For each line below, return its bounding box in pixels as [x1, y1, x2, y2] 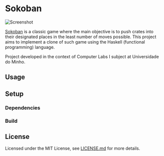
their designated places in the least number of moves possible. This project [5, 34, 157, 40]
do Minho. [5, 59, 25, 65]
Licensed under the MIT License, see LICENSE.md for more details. [5, 145, 141, 152]
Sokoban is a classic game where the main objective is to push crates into [5, 28, 154, 34]
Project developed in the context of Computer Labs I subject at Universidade [5, 53, 159, 59]
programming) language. [5, 44, 55, 50]
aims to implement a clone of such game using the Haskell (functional [5, 39, 145, 45]
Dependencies [5, 104, 41, 111]
